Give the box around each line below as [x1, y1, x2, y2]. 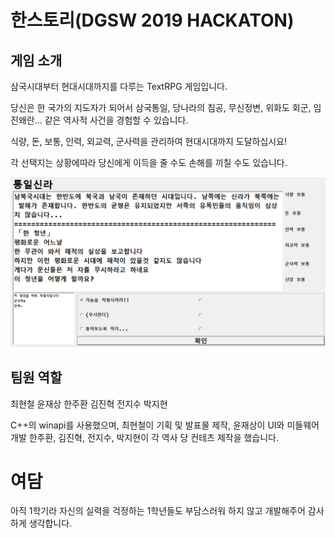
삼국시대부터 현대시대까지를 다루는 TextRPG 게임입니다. [10, 81, 228, 92]
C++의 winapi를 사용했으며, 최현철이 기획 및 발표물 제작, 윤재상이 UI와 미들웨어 [10, 419, 320, 431]
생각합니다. [28, 517, 73, 530]
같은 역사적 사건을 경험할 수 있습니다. [44, 114, 189, 126]
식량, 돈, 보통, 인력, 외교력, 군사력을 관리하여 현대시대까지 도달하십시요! [10, 136, 288, 147]
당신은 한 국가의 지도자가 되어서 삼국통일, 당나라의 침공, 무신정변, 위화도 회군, [10, 102, 312, 113]
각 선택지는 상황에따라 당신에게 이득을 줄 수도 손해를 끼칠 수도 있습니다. [10, 157, 288, 168]
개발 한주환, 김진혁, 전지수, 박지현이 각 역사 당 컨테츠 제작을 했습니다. [10, 431, 280, 443]
